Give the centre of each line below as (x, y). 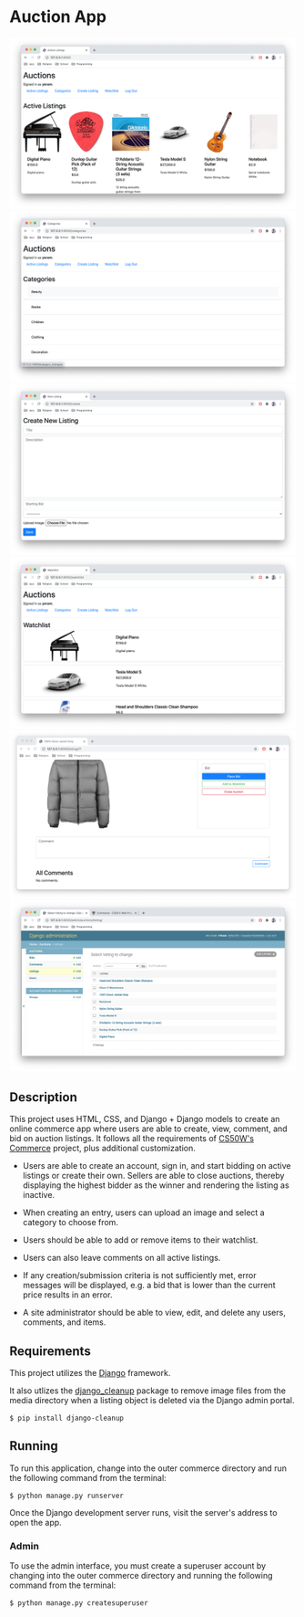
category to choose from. (70, 1223)
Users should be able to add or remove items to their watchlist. (140, 1240)
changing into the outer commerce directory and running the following (141, 1576)
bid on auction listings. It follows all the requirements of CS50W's (132, 1139)
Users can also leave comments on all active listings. (122, 1258)
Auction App (58, 17)
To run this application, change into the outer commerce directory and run (148, 1468)
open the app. (35, 1522)
